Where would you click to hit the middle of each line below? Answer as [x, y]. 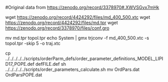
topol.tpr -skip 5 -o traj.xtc [33, 43]
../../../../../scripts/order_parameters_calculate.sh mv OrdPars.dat [72, 69]
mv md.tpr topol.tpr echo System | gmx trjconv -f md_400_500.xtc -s [77, 38]
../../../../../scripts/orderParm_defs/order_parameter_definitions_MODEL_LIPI [84, 59]
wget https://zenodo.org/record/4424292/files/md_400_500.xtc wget [78, 17]
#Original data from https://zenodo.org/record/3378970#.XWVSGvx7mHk [82, 7]
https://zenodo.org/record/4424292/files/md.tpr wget [62, 23]
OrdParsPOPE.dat [24, 75]
